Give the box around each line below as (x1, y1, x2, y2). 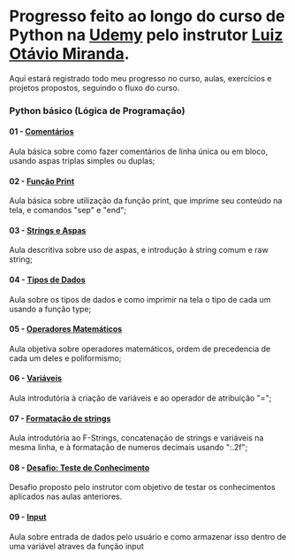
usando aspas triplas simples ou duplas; (9, 156, 155, 166)
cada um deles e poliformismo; (9, 352, 122, 364)
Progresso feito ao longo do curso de (9, 6, 285, 27)
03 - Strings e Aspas (9, 225, 87, 235)
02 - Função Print (9, 175, 75, 187)
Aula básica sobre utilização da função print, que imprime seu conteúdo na (9, 196, 283, 206)
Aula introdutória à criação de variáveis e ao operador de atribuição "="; (9, 393, 272, 403)
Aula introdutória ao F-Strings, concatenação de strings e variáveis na (9, 433, 264, 443)
